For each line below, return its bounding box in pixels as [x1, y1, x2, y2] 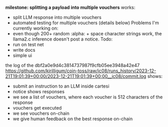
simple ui [12, 52, 32, 58]
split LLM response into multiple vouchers [12, 14, 102, 20]
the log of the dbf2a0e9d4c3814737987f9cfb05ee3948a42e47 [5, 62, 140, 68]
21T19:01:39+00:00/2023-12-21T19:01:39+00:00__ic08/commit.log [5, 73, 146, 79]
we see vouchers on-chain [12, 110, 69, 116]
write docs [12, 47, 35, 53]
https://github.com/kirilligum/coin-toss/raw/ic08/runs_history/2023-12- [5, 68, 157, 74]
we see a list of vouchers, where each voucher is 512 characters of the [12, 94, 163, 100]
